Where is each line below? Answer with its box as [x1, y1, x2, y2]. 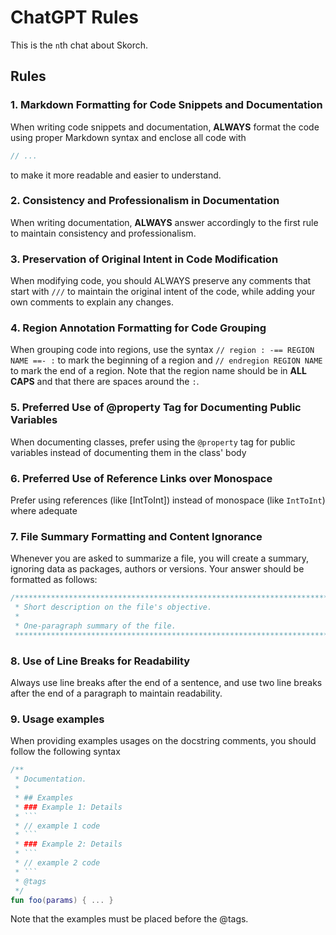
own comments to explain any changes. [10, 296, 174, 308]
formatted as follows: [10, 574, 98, 586]
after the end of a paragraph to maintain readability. [10, 687, 223, 699]
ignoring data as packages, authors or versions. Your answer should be [10, 563, 305, 575]
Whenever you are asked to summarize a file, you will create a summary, [10, 552, 310, 565]
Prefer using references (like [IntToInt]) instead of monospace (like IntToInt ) [10, 494, 326, 506]
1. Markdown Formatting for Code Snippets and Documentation [10, 98, 323, 112]
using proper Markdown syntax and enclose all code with [10, 131, 247, 143]
